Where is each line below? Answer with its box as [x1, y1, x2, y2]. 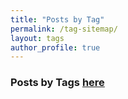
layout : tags [10, 33, 65, 43]
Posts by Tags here [10, 76, 105, 90]
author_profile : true [10, 42, 101, 53]
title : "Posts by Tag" [10, 14, 105, 25]
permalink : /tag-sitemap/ [10, 24, 118, 34]
